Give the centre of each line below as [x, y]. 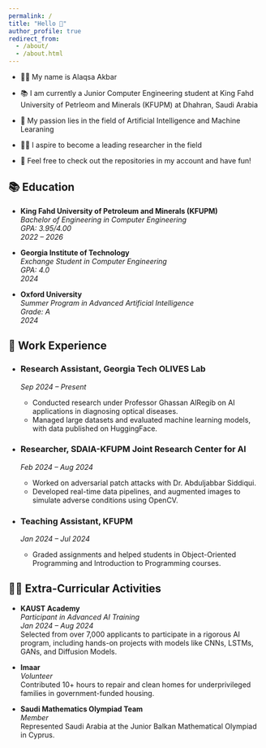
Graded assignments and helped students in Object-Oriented [134, 554]
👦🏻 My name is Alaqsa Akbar [69, 77]
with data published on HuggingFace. [95, 428]
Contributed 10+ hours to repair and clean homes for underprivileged [135, 685]
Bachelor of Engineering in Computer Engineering [103, 220]
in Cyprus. [37, 735]
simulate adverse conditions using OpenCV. [105, 500]
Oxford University [51, 294]
